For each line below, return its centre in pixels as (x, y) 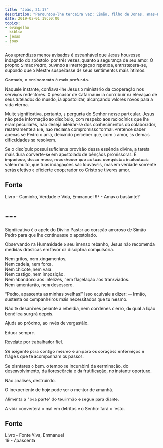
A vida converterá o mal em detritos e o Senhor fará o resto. (65, 408)
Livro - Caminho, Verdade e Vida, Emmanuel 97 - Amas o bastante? (72, 196)
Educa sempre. (20, 332)
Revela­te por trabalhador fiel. (34, 342)
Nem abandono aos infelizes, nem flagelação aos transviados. (67, 279)
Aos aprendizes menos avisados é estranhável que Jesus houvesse (73, 55)
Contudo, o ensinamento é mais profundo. (47, 80)
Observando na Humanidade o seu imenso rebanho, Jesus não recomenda (80, 244)
